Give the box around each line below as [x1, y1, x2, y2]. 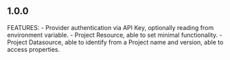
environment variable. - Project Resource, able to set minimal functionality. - [7, 31, 222, 39]
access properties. [7, 45, 60, 53]
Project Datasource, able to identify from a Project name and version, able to [7, 37, 224, 46]
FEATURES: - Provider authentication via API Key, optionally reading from [7, 23, 214, 31]
